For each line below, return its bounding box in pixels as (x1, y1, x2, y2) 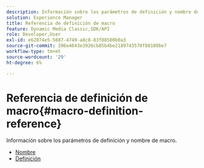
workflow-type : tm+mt (6, 49, 61, 55)
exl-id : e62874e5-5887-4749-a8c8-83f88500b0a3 (6, 37, 126, 43)
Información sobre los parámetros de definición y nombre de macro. (6, 137, 177, 144)
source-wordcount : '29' (6, 54, 67, 60)
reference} (6, 116, 62, 130)
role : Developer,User (6, 32, 61, 38)
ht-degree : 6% (6, 59, 42, 66)
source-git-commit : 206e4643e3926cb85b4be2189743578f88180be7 (6, 43, 167, 49)
